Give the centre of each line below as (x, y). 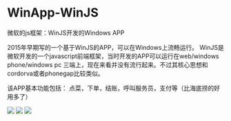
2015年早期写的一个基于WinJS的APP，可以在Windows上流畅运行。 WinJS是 (115, 47)
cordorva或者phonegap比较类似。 (56, 73)
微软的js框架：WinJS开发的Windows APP (66, 32)
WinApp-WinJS (53, 13)
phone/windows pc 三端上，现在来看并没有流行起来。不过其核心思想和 (108, 64)
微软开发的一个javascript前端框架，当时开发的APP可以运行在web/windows (113, 56)
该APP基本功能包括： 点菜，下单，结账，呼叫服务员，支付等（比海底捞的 (111, 88)
